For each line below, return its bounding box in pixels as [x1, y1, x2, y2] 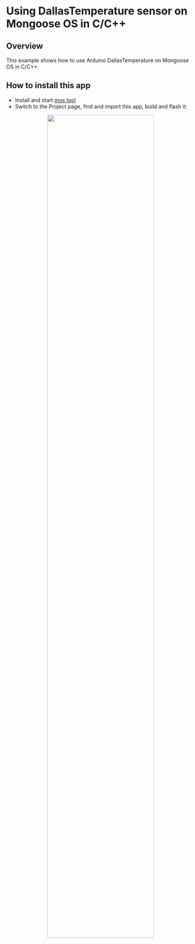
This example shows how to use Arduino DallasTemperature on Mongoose [6, 57, 190, 64]
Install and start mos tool [14, 96, 76, 103]
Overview [6, 41, 44, 51]
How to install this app [6, 80, 91, 91]
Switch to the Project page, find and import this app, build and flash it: [14, 103, 187, 110]
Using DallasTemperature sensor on [6, 4, 188, 18]
